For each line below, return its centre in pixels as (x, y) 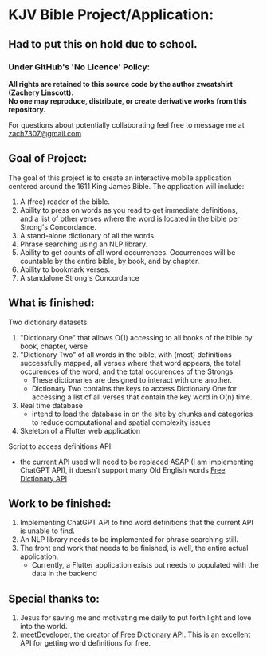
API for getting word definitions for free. (85, 643)
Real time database (51, 405)
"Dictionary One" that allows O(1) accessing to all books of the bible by (136, 337)
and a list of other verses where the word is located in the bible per (130, 218)
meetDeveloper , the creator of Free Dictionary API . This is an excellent (135, 634)
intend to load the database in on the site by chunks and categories (142, 414)
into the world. (43, 627)
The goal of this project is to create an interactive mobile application (120, 178)
